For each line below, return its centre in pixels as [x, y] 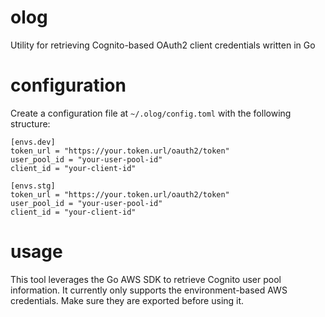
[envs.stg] [33, 186]
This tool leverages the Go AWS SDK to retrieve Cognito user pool [146, 279]
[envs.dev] [33, 142]
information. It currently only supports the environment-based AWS [149, 290]
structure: [30, 123]
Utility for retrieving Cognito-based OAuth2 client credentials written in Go [163, 45]
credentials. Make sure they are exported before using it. [127, 300]
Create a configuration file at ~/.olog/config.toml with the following [151, 113]
